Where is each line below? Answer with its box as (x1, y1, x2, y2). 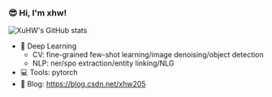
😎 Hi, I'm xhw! (8, 7, 67, 19)
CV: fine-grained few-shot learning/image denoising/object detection (32, 50, 264, 60)
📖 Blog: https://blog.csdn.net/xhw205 (19, 79, 146, 89)
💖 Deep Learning (19, 41, 77, 51)
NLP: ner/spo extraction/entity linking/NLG (32, 58, 175, 68)
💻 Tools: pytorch (19, 68, 79, 78)
